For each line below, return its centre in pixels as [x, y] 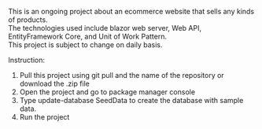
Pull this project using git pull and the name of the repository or [122, 75]
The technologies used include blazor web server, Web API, [105, 28]
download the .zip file [55, 83]
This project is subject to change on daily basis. [85, 45]
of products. [28, 20]
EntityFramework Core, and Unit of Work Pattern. [88, 36]
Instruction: [27, 60]
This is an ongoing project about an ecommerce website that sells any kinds [131, 11]
